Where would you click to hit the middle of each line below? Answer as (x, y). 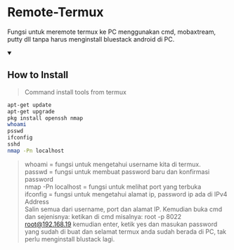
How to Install (38, 75)
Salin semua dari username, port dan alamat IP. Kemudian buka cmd (123, 209)
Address (37, 201)
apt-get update (30, 105)
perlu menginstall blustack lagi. (70, 239)
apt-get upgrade (31, 111)
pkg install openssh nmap (45, 118)
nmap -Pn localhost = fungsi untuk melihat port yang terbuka (113, 187)
